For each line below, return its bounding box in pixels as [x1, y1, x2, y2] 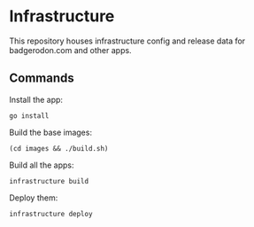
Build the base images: [9, 127, 93, 137]
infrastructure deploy [9, 209, 93, 218]
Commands [9, 71, 75, 86]
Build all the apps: [9, 160, 74, 170]
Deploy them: [9, 192, 58, 203]
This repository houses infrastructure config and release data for [9, 35, 246, 46]
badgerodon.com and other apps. [9, 44, 132, 55]
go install [9, 111, 50, 121]
